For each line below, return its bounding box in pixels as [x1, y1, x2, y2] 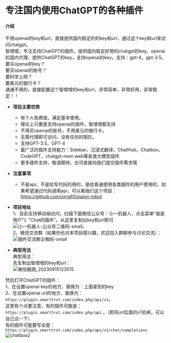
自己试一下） [5, 316, 32, 322]
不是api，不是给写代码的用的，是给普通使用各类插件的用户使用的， [20, 181, 162, 188]
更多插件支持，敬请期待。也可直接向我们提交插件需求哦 [20, 159, 137, 166]
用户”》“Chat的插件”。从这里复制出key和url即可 [12, 217, 114, 223]
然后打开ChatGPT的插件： [5, 277, 60, 284]
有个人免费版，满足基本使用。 [20, 115, 83, 121]
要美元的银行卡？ [5, 80, 41, 86]
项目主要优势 [12, 104, 40, 110]
